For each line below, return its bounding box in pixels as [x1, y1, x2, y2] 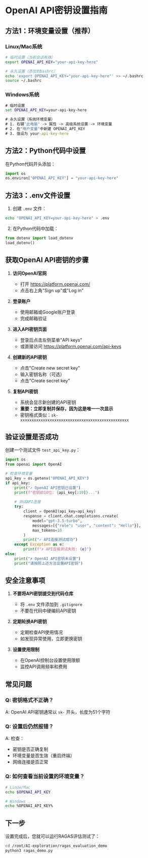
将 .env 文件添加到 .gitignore [20, 601, 82, 607]
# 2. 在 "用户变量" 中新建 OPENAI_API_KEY [5, 127, 85, 132]
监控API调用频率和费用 [20, 664, 67, 670]
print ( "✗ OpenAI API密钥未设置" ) [14, 556, 81, 561]
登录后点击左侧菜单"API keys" [20, 336, 82, 343]
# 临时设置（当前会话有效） [5, 54, 56, 60]
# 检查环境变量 [5, 471, 33, 476]
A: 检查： [5, 736, 24, 742]
